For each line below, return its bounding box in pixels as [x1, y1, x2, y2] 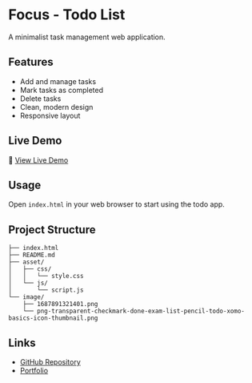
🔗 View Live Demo [8, 155, 69, 165]
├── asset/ [8, 258, 45, 266]
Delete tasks [19, 94, 62, 103]
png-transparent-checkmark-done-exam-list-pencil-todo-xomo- [37, 307, 246, 316]
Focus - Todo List [8, 6, 126, 24]
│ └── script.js [8, 286, 84, 294]
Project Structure [8, 223, 96, 236]
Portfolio [19, 366, 49, 375]
